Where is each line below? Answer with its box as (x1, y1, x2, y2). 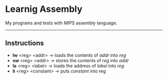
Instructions (5, 39, 44, 48)
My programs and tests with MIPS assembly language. (5, 20, 117, 26)
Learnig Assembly (5, 3, 82, 15)
